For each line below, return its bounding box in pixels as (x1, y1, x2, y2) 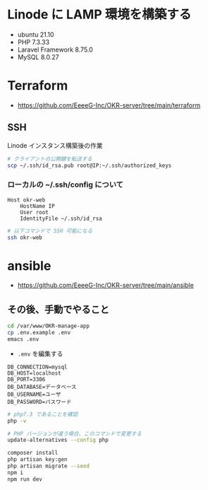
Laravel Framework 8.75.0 (17, 45, 93, 54)
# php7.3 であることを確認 (7, 411, 78, 418)
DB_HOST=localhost (7, 369, 61, 377)
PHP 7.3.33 (17, 37, 50, 46)
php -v (7, 417, 27, 424)
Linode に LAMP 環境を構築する (7, 6, 192, 23)
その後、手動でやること (7, 303, 109, 315)
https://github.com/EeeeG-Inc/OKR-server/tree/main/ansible (17, 281, 194, 290)
